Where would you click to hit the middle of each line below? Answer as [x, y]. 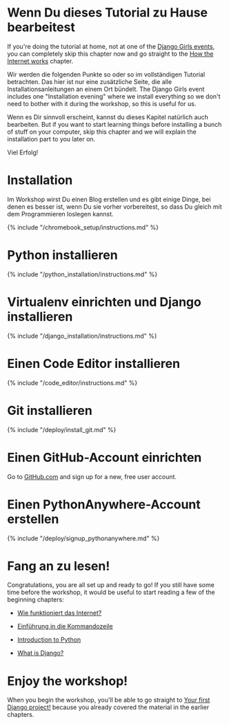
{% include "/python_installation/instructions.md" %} [82, 274]
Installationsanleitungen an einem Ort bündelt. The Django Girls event [106, 89]
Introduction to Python [49, 640]
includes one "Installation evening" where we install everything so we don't [114, 96]
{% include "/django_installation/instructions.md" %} [82, 336]
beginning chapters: [36, 600]
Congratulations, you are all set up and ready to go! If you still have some [111, 585]
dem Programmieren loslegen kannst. [60, 214]
